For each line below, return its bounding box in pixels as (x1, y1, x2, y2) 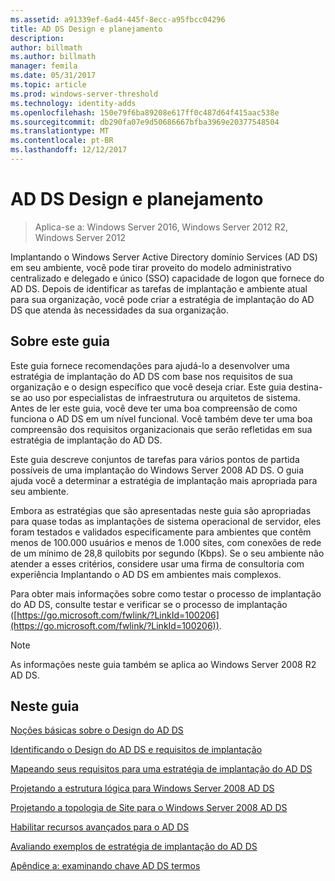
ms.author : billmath (10, 52, 97, 62)
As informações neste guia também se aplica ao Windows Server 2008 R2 (10, 658, 317, 670)
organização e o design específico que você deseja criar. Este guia (10, 381, 287, 393)
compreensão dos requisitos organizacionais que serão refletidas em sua (10, 423, 313, 435)
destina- (288, 381, 323, 393)
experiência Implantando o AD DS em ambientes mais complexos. (10, 568, 282, 580)
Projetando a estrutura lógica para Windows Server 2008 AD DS (10, 782, 275, 795)
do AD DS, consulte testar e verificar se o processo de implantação (10, 598, 288, 610)
